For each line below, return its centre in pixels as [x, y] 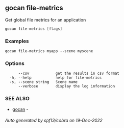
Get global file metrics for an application [46, 20]
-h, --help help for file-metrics [56, 78]
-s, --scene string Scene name [44, 82]
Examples [17, 41]
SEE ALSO [17, 99]
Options [15, 64]
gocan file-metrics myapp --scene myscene [49, 51]
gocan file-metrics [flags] [34, 29]
